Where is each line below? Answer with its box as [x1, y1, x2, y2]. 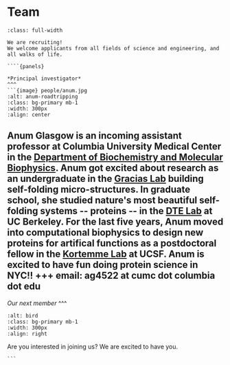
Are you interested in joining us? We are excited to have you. [7, 342, 179, 351]
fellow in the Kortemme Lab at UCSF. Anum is [7, 249, 205, 260]
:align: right [7, 330, 48, 337]
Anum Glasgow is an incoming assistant [7, 130, 182, 142]
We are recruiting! [7, 39, 63, 45]
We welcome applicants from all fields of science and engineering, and [7, 45, 220, 52]
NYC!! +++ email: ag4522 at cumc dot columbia [7, 270, 216, 282]
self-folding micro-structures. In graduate [7, 184, 191, 196]
